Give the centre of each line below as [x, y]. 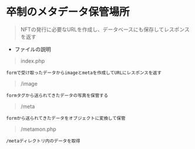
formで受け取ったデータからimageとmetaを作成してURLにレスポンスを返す [84, 73]
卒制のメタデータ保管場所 [68, 12]
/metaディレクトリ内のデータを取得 [43, 141]
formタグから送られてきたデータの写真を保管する [57, 95]
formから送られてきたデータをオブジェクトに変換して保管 [66, 118]
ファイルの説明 [33, 49]
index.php [33, 61]
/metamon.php [38, 129]
